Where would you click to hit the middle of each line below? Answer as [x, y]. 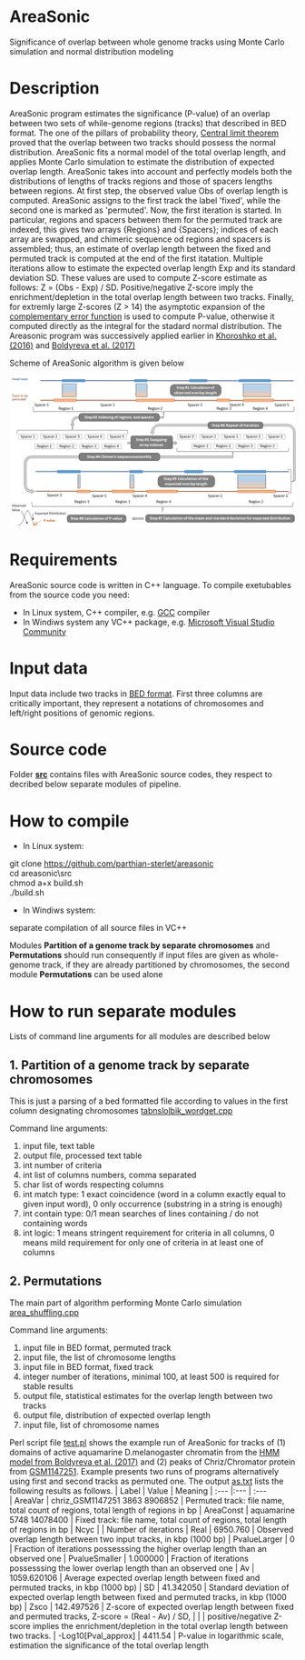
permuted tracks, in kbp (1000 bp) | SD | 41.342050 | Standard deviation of [149, 1587]
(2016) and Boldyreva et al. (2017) [73, 345]
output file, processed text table [82, 1155]
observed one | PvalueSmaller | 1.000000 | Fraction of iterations [129, 1558]
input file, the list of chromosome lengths [99, 1357]
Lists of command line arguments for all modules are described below [140, 1036]
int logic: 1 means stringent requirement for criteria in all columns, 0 [148, 1233]
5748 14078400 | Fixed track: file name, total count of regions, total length [148, 1519]
